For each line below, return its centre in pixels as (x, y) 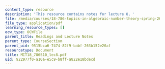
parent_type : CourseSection (34, 41)
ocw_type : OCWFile (24, 32)
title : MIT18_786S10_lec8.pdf (36, 55)
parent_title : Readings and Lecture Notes (49, 37)
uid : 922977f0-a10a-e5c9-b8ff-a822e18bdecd (50, 59)
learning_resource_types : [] (35, 28)
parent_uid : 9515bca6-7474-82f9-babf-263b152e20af (58, 46)
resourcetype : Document (29, 50)
